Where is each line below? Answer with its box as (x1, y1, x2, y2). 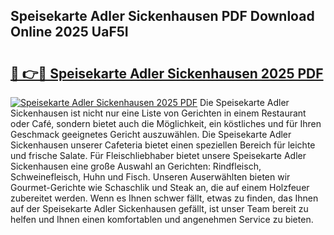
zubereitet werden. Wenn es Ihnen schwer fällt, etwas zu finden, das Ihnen (10, 192, 319, 204)
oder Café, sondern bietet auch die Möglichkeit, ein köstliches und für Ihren (10, 118, 322, 129)
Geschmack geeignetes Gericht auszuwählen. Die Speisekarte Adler (10, 129, 292, 140)
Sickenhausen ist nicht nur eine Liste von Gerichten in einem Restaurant (10, 107, 307, 119)
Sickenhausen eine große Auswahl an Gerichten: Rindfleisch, (10, 160, 262, 172)
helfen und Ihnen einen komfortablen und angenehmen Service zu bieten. (10, 214, 314, 225)
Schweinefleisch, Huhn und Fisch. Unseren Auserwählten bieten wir (10, 171, 291, 183)
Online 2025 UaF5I (10, 24, 129, 41)
